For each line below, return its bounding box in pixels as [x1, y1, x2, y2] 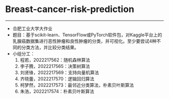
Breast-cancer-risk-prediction [5, 4, 134, 15]
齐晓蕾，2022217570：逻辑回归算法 [20, 75, 95, 81]
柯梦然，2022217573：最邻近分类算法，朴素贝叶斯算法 [20, 82, 134, 88]
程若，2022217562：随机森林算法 [20, 57, 91, 63]
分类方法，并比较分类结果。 [21, 44, 79, 50]
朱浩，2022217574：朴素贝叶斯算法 [20, 88, 95, 94]
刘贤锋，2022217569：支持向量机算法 [20, 69, 99, 75]
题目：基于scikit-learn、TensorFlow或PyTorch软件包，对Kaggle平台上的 [12, 32, 162, 38]
